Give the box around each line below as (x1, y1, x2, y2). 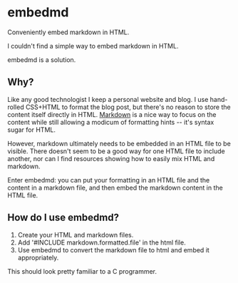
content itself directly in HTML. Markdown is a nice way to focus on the (7, 110, 217, 118)
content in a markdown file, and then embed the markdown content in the (7, 183, 223, 192)
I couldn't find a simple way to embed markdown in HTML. (7, 41, 179, 50)
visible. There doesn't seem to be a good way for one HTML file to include (7, 147, 226, 155)
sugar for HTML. (7, 125, 56, 134)
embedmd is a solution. (7, 55, 76, 64)
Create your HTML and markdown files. (17, 230, 134, 239)
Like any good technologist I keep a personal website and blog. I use (7, 95, 209, 103)
